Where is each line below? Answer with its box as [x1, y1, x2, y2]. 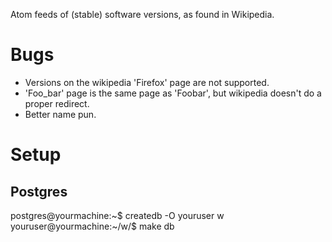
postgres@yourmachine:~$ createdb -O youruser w [10, 209, 225, 221]
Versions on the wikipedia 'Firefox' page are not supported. [24, 76, 270, 88]
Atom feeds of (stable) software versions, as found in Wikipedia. [10, 9, 275, 20]
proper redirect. [24, 97, 90, 109]
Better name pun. [24, 108, 97, 120]
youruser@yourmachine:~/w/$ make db [10, 220, 175, 232]
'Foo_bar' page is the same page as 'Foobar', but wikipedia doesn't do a [24, 87, 322, 99]
